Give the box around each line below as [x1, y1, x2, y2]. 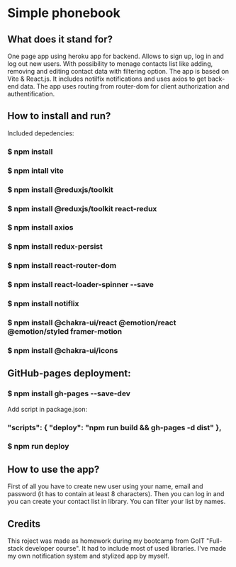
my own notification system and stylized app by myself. [7, 551, 170, 561]
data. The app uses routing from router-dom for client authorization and [20, 82, 230, 90]
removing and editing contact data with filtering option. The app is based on [7, 67, 229, 75]
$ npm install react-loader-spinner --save [7, 280, 154, 290]
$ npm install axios [7, 223, 74, 232]
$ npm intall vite [7, 165, 64, 175]
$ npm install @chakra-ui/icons [7, 345, 118, 355]
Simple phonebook [7, 5, 120, 21]
